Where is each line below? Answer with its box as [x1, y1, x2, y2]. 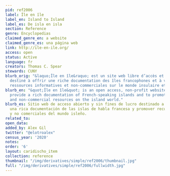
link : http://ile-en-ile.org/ [5, 45, 69, 50]
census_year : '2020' [5, 135, 49, 140]
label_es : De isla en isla [5, 21, 62, 27]
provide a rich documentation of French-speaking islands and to [10, 92, 151, 97]
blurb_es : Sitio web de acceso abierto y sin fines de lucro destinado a [5, 102, 164, 107]
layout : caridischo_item [5, 149, 58, 154]
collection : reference [5, 154, 53, 159]
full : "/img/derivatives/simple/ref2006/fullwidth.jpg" [5, 163, 125, 168]
